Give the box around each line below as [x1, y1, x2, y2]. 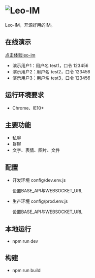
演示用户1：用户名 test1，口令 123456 [12, 62, 89, 68]
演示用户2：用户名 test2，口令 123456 [12, 68, 91, 74]
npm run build [12, 267, 41, 273]
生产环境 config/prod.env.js [12, 198, 68, 204]
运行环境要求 [5, 91, 44, 99]
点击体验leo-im [5, 52, 36, 58]
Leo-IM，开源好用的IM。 [5, 22, 55, 28]
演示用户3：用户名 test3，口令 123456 [12, 75, 91, 81]
